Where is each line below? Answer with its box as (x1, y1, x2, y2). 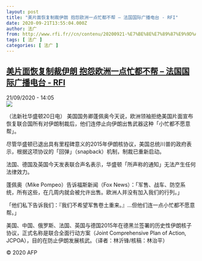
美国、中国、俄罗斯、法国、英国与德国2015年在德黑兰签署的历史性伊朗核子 (6, 221, 192, 229)
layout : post (6, 8, 39, 15)
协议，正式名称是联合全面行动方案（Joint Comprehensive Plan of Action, (6, 229, 186, 236)
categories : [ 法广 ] (6, 43, 59, 49)
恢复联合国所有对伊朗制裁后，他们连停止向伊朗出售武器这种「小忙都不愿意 (6, 120, 191, 127)
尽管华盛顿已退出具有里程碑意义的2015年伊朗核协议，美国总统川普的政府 (6, 140, 187, 148)
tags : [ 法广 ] (6, 37, 43, 43)
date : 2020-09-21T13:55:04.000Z (6, 20, 87, 26)
